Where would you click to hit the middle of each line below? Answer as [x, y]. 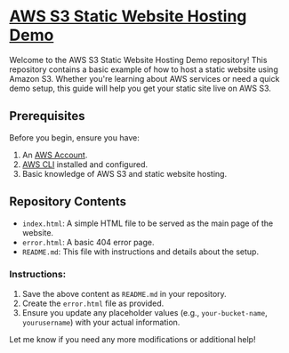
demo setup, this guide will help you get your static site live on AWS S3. [140, 88]
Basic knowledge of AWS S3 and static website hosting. [124, 173]
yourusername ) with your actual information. [101, 322]
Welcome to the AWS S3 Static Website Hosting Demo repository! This [138, 60]
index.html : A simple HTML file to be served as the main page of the [148, 223]
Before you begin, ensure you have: [74, 137]
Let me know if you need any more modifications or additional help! [132, 339]
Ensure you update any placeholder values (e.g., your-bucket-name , [145, 312]
